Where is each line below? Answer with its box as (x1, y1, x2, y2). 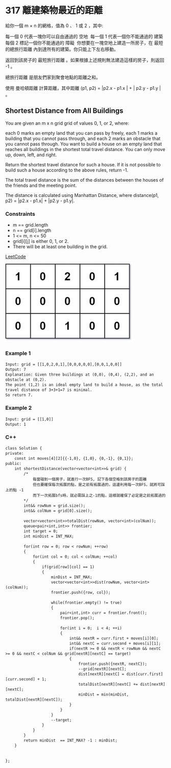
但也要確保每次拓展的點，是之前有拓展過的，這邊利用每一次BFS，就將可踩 (32, 482, 165, 487)
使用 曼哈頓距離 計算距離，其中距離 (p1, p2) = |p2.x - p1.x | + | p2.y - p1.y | (5, 85, 161, 91)
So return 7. (5, 392, 33, 398)
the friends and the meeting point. (5, 182, 77, 188)
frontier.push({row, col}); (51, 590, 111, 595)
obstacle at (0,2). (5, 377, 47, 383)
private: (5, 451, 24, 456)
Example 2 (5, 404, 32, 411)
